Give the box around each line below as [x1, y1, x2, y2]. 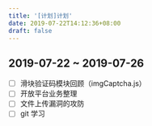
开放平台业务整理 [19, 89, 78, 99]
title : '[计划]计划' [8, 11, 73, 20]
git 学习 [19, 109, 46, 119]
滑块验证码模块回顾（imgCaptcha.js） [19, 79, 147, 88]
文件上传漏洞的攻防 [19, 99, 85, 108]
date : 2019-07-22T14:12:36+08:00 [8, 19, 121, 27]
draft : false [8, 26, 53, 35]
